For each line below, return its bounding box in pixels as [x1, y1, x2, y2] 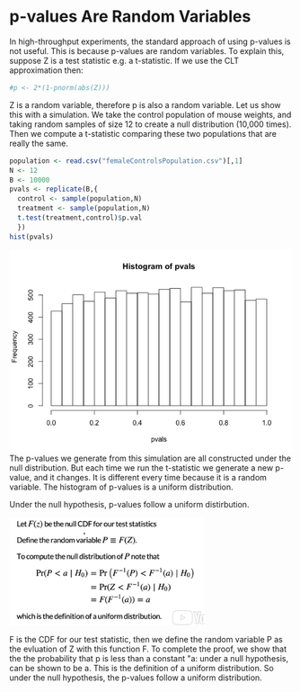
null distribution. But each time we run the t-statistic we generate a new [9, 462, 274, 473]
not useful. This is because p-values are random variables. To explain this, [9, 45, 285, 56]
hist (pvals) [9, 232, 54, 241]
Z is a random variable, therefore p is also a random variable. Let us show [9, 99, 281, 110]
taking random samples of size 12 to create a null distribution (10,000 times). [9, 119, 292, 130]
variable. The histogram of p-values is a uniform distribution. [9, 481, 234, 492]
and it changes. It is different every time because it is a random [33, 472, 268, 482]
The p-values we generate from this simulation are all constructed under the [9, 453, 292, 463]
